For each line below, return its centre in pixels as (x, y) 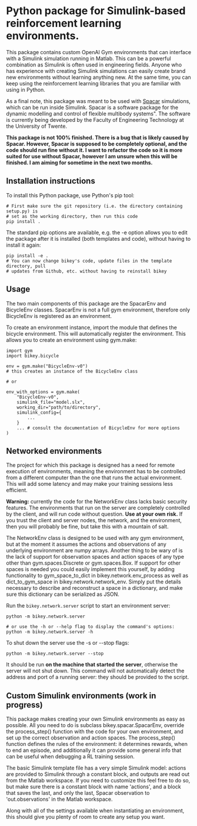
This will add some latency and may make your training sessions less (90, 484)
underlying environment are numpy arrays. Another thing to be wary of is (95, 550)
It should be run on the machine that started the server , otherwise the (92, 665)
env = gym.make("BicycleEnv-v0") (47, 366)
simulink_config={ (39, 412)
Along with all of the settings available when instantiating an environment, (95, 811)
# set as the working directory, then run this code (72, 216)
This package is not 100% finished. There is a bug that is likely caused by (98, 137)
